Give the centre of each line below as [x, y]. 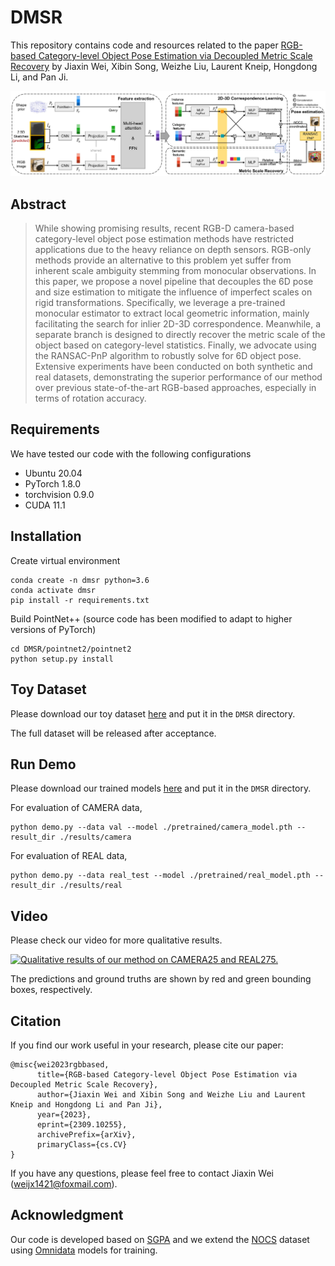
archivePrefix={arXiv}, [86, 1134]
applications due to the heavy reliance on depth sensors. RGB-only [173, 250]
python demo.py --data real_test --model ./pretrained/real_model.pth [160, 876]
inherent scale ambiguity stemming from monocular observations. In [175, 271]
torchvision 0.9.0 [59, 494]
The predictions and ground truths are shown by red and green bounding [161, 979]
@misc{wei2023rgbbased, [60, 1064]
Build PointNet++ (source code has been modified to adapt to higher [151, 618]
